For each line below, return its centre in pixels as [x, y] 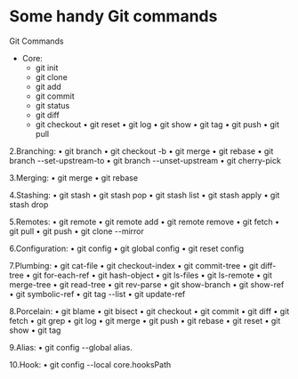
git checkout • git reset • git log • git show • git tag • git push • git [157, 124]
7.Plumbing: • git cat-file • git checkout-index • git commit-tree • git [134, 265]
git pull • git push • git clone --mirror [77, 231]
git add [48, 86]
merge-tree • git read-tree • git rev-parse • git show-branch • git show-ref [147, 284]
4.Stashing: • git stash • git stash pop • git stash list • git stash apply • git [145, 195]
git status [52, 105]
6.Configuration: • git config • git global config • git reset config [127, 248]
